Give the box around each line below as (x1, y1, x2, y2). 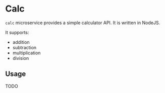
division (12, 55, 29, 61)
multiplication (12, 50, 41, 56)
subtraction (12, 44, 37, 50)
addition (12, 39, 30, 45)
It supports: (5, 29, 29, 35)
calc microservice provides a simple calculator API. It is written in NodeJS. (5, 20, 160, 26)
